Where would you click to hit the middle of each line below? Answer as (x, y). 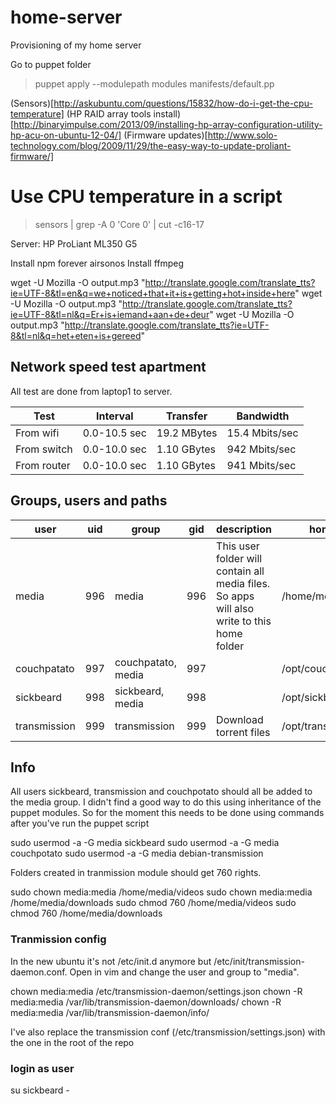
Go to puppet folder (51, 64)
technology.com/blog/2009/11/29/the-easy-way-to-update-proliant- (151, 145)
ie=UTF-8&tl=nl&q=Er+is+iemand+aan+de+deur (110, 314)
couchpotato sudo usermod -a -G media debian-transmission (137, 853)
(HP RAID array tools (109, 113)
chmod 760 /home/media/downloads (86, 913)
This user (238, 546)
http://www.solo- (242, 135)
